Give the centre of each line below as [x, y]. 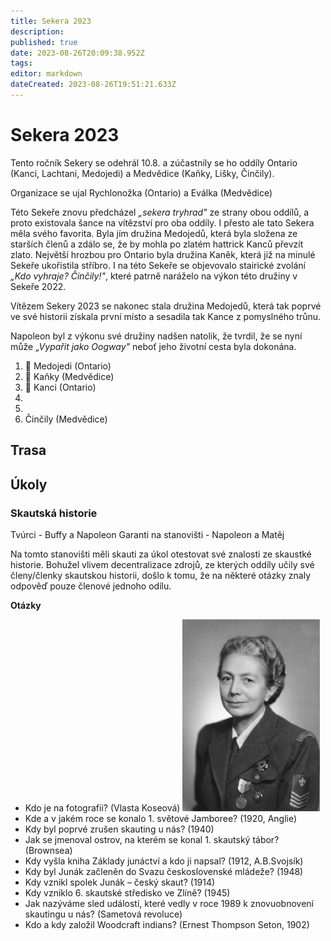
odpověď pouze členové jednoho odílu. [91, 586]
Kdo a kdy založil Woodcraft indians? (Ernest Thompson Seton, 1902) [167, 924]
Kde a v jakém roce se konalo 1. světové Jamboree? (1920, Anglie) [161, 818]
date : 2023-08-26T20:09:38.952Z [77, 53]
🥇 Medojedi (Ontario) [68, 366]
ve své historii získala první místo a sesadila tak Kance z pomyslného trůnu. [166, 316]
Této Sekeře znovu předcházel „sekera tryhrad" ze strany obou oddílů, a [160, 212]
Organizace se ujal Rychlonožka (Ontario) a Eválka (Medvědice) [141, 192]
